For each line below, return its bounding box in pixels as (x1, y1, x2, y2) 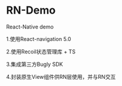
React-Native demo (6, 23, 54, 30)
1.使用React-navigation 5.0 (6, 35, 71, 42)
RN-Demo (6, 4, 56, 17)
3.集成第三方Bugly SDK (6, 60, 64, 68)
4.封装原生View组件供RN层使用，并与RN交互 (6, 73, 116, 80)
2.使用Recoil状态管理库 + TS (6, 48, 76, 55)
